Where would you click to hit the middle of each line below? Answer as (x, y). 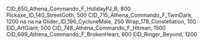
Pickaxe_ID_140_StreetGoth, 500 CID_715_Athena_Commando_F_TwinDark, (100, 15)
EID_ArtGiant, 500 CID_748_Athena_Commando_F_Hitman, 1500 (86, 28)
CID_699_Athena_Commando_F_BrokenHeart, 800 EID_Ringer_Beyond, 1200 (102, 34)
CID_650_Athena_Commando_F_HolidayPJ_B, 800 (69, 9)
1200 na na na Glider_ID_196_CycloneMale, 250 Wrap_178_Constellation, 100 (101, 21)
